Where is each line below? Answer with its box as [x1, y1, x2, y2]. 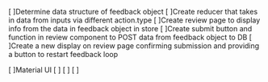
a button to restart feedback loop [8, 50, 119, 59]
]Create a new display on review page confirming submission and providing [8, 41, 260, 51]
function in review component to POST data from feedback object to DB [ [8, 32, 253, 42]
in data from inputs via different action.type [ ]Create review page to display [8, 15, 261, 25]
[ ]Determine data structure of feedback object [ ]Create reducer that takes [8, 7, 258, 16]
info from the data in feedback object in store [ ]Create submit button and [8, 24, 253, 33]
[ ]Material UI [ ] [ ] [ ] [8, 65, 79, 75]
